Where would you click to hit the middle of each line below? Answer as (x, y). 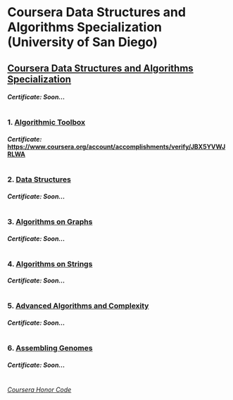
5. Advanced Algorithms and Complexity (78, 306)
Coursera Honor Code (39, 390)
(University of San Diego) (83, 42)
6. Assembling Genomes (50, 348)
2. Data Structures (39, 180)
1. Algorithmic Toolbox (46, 123)
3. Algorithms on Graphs (50, 221)
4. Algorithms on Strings (50, 263)
